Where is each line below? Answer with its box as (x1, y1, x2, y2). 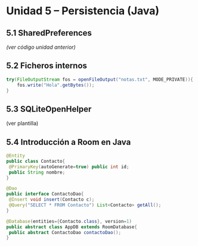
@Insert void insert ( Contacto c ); (8, 197, 95, 203)
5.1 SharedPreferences (6, 28, 92, 38)
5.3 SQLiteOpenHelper (6, 104, 92, 114)
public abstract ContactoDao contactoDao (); (8, 229, 121, 235)
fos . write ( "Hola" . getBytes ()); (17, 82, 95, 88)
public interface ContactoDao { (6, 191, 84, 197)
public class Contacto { (6, 158, 66, 164)
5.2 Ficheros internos (6, 61, 88, 71)
